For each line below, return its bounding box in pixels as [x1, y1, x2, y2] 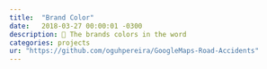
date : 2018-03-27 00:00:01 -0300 [9, 22, 143, 30]
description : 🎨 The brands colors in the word [9, 30, 187, 39]
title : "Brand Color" [9, 13, 94, 22]
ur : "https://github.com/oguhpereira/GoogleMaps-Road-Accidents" [9, 47, 259, 56]
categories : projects [9, 38, 91, 47]
